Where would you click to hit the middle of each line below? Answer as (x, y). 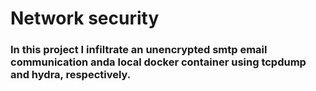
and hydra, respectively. (71, 75)
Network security (85, 18)
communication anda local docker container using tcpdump (158, 62)
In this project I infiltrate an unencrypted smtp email (139, 50)
